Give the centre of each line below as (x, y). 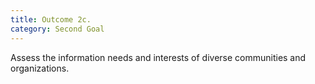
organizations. (40, 68)
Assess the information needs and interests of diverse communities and (158, 57)
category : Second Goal (57, 29)
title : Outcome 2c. (51, 19)
